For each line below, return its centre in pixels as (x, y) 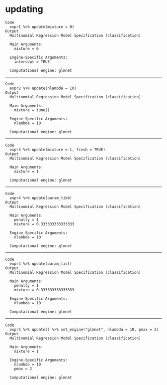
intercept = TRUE (32, 62)
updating (24, 9)
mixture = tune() (32, 110)
